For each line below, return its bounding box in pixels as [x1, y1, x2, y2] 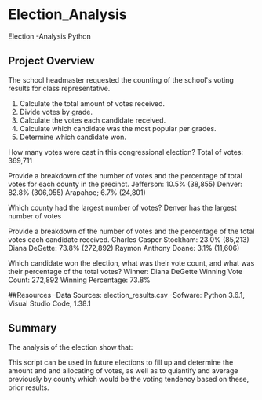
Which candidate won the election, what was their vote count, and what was [8, 258, 255, 268]
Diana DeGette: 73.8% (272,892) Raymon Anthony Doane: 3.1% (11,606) [8, 243, 240, 252]
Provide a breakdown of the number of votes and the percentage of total [8, 171, 243, 180]
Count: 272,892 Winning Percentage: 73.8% [8, 275, 151, 284]
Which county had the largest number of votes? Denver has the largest [8, 203, 237, 212]
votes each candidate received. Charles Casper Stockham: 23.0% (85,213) [8, 234, 249, 244]
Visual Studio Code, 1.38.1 [8, 299, 92, 308]
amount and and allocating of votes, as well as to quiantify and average [8, 365, 238, 375]
